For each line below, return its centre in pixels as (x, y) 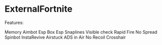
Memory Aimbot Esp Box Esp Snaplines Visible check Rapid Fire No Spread (81, 32)
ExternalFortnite (38, 9)
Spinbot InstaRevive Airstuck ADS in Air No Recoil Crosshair (65, 37)
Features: (14, 22)
